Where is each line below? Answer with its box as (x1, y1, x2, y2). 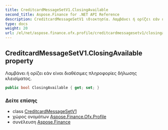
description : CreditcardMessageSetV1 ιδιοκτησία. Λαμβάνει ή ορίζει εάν (5, 16, 160, 21)
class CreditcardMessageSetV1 (12, 108, 77, 114)
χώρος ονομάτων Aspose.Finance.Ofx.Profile (12, 113, 106, 119)
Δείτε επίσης (5, 97, 37, 104)
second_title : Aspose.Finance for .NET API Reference (5, 12, 120, 17)
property (5, 57, 33, 65)
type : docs (5, 21, 28, 26)
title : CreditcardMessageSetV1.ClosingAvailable (5, 7, 108, 12)
